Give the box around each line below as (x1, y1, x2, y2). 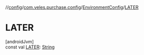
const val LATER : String (5, 44, 55, 50)
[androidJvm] (5, 38, 34, 44)
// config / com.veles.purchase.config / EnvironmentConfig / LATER (5, 5, 139, 10)
